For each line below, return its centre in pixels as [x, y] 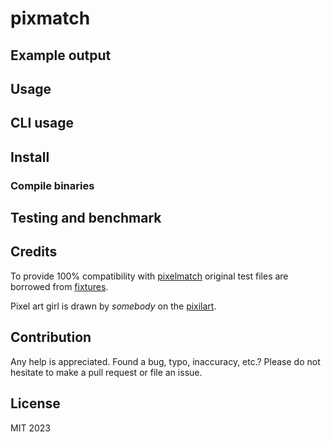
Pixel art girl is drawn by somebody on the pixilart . [113, 306]
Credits [34, 252]
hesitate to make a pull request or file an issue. [106, 372]
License [35, 403]
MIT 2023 [30, 428]
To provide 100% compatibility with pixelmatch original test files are [149, 276]
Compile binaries [52, 185]
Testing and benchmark [86, 218]
